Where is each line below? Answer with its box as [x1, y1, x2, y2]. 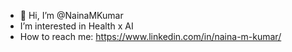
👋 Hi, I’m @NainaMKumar [19, 10, 124, 21]
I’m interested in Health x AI [19, 20, 134, 32]
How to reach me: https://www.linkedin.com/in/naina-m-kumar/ [19, 31, 282, 42]
